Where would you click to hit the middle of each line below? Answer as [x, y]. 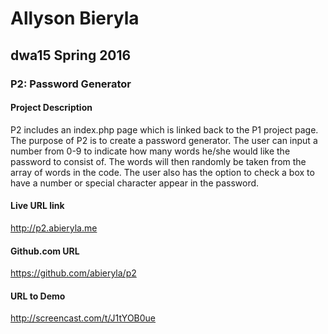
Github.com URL [45, 251]
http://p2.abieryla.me [54, 228]
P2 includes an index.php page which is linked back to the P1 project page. [164, 129]
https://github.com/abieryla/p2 [73, 273]
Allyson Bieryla [75, 18]
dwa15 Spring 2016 [71, 55]
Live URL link [37, 206]
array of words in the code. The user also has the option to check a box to [162, 172]
